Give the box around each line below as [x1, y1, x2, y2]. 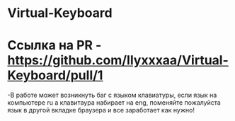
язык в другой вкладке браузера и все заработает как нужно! [7, 106, 195, 115]
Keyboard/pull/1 [7, 67, 103, 83]
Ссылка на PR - [7, 38, 102, 54]
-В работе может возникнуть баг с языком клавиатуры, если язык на [7, 91, 217, 100]
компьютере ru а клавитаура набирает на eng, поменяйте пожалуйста [7, 98, 221, 107]
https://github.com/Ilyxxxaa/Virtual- [7, 52, 229, 69]
